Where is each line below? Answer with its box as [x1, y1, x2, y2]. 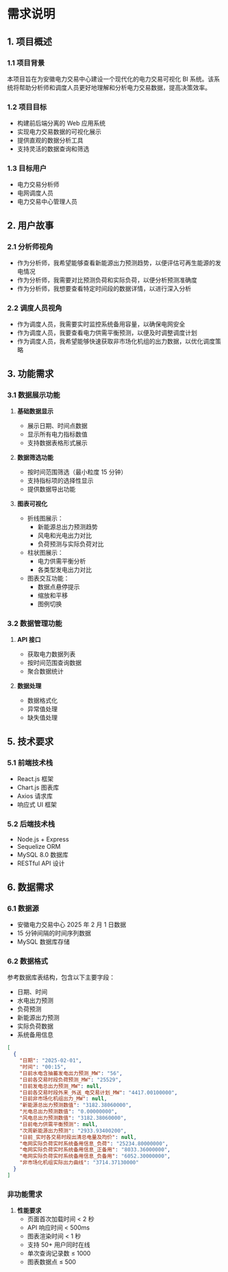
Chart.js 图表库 [16, 783, 60, 792]
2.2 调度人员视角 [7, 303, 63, 313]
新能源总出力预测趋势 [37, 523, 98, 531]
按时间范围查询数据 [27, 659, 82, 667]
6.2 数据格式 [7, 957, 49, 966]
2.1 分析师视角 [7, 241, 53, 251]
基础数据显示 [16, 407, 53, 416]
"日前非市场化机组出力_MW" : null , [19, 1095, 107, 1103]
